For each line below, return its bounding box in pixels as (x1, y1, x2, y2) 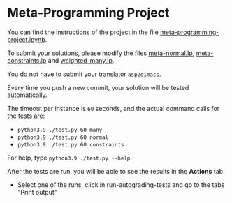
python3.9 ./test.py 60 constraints (17, 141, 124, 148)
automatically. (7, 91, 48, 99)
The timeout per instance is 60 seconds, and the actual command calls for (7, 104, 220, 112)
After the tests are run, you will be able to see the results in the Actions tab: (7, 167, 225, 175)
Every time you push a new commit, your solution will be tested (7, 83, 189, 91)
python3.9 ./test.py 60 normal (17, 134, 109, 141)
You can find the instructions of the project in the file (7, 28, 159, 36)
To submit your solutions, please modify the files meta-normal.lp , (7, 49, 195, 57)
